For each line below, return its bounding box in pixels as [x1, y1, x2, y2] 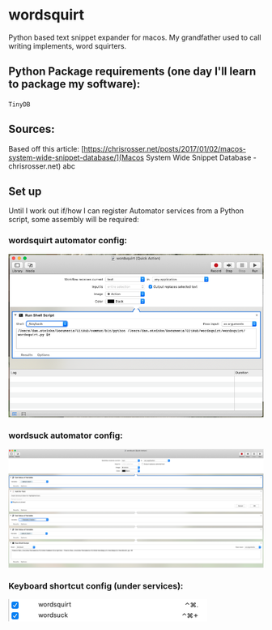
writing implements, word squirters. [8, 41, 127, 50]
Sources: [8, 122, 55, 136]
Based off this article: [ [8, 144, 84, 153]
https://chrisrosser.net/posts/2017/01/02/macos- [83, 144, 247, 153]
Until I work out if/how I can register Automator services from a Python [8, 206, 244, 216]
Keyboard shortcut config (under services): [8, 580, 184, 591]
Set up [8, 184, 42, 198]
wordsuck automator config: [8, 430, 123, 441]
